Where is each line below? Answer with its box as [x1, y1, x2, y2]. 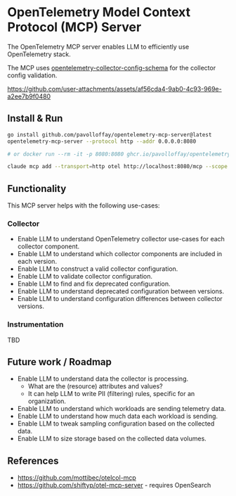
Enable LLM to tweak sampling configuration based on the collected [17, 419, 215, 428]
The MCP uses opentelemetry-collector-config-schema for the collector [7, 63, 216, 72]
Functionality [7, 182, 67, 194]
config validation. [7, 71, 58, 80]
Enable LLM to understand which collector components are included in [17, 250, 223, 258]
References [7, 454, 59, 466]
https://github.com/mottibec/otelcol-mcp [17, 473, 137, 482]
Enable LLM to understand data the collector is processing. [17, 374, 188, 383]
